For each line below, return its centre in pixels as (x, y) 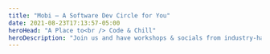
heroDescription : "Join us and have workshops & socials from (115, 38)
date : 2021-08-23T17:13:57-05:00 (64, 23)
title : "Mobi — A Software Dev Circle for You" (90, 15)
